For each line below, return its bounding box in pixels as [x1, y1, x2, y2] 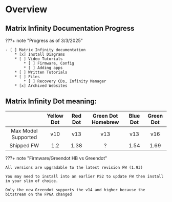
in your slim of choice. [5, 178, 58, 184]
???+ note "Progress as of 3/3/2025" [5, 37, 83, 43]
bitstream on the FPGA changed [5, 192, 72, 197]
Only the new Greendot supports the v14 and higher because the [5, 187, 145, 192]
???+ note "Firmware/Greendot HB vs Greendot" [5, 155, 107, 161]
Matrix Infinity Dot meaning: [5, 97, 97, 106]
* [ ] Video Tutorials [14, 56, 63, 61]
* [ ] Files [14, 74, 40, 79]
